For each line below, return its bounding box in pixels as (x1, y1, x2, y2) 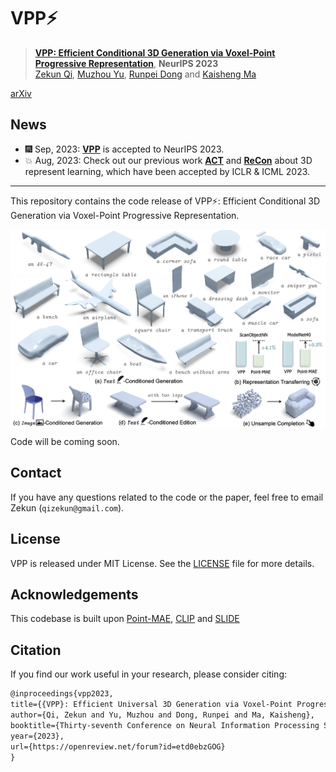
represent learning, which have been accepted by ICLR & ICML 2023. (24, 165, 311, 177)
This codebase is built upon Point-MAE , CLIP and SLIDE (10, 613, 240, 625)
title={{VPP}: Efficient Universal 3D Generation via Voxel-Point (10, 700, 293, 710)
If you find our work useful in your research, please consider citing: (10, 668, 288, 680)
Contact (10, 465, 62, 482)
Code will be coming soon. (10, 436, 120, 448)
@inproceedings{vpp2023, (10, 689, 114, 699)
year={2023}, (10, 731, 65, 741)
